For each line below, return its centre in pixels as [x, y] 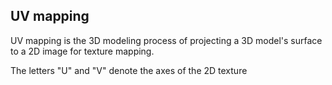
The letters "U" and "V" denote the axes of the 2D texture [129, 70]
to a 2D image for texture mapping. [82, 51]
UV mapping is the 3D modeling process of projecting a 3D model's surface [166, 40]
